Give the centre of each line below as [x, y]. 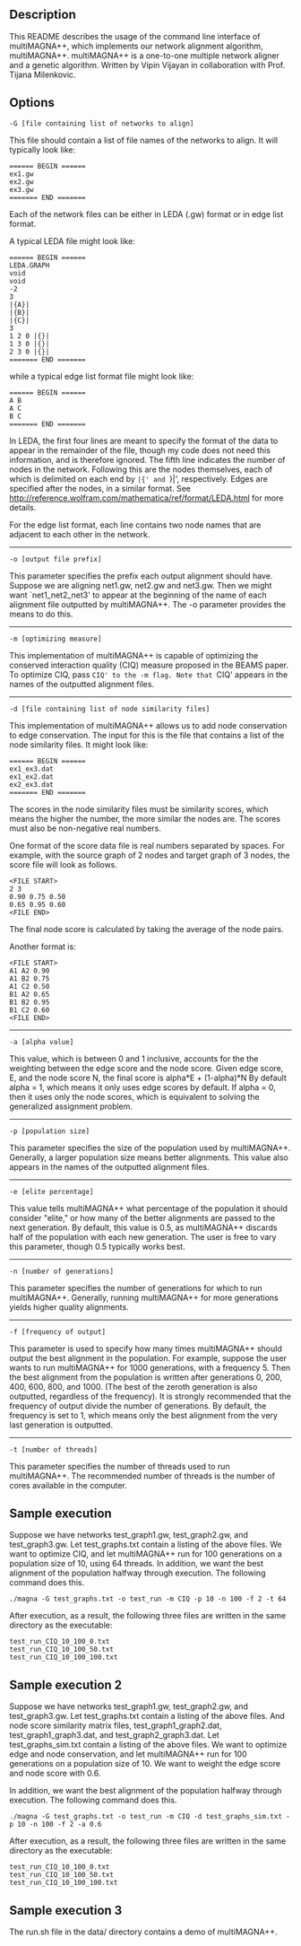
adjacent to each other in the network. [80, 534]
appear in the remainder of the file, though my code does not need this [140, 450]
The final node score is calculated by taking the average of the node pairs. [146, 929]
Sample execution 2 [66, 1684]
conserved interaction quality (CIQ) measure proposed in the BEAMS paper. [149, 665]
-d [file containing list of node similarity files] [110, 709]
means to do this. [41, 614]
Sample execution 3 [66, 1910]
